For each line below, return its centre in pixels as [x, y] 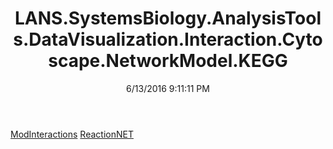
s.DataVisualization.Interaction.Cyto [168, 39]
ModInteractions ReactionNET [72, 134]
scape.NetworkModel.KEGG [168, 61]
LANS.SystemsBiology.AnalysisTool [168, 18]
